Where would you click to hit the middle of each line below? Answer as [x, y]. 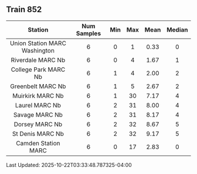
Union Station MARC [38, 43]
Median [177, 30]
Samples [89, 33]
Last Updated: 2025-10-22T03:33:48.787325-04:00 [69, 165]
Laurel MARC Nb [38, 105]
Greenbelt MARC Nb [38, 86]
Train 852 [24, 10]
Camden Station [38, 143]
